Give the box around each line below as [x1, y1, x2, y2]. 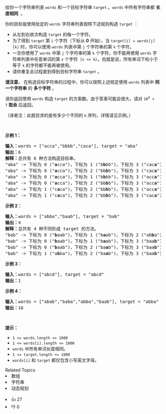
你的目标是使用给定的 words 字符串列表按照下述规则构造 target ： [5, 21, 138, 27]
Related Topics [5, 367, 36, 373]
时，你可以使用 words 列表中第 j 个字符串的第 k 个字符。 [20, 44, 134, 49]
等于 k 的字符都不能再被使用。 [12, 62, 74, 68]
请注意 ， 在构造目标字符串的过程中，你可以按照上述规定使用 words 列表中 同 [5, 79, 160, 85]
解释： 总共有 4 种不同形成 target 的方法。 [5, 226, 99, 231]
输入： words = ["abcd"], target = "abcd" [5, 272, 105, 277]
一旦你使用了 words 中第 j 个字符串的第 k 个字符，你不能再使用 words [12, 50, 152, 56]
